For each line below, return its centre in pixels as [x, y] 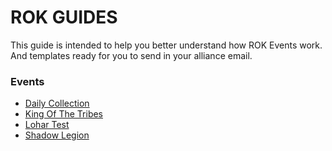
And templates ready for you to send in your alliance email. [131, 55]
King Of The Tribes [64, 114]
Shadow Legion [57, 135]
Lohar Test [47, 125]
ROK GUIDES [64, 17]
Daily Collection [57, 103]
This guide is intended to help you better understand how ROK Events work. [166, 45]
